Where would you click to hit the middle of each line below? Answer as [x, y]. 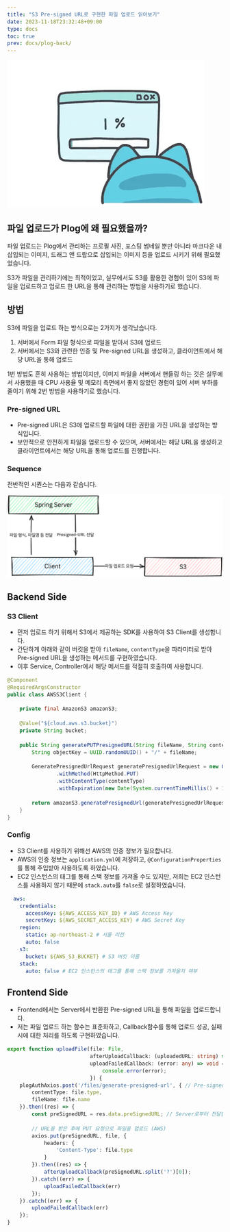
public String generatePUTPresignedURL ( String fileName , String [113, 745]
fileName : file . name [61, 1100]
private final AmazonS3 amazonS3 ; [68, 709]
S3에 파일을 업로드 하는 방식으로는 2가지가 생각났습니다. [82, 327]
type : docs [23, 29]
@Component [23, 680]
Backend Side [37, 597]
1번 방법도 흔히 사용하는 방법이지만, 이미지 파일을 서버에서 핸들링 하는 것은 [106, 374]
